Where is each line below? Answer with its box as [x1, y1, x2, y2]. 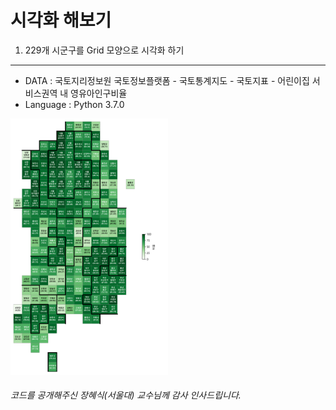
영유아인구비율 [70, 87, 128, 99]
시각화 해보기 [10, 9, 112, 32]
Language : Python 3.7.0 [24, 98, 125, 110]
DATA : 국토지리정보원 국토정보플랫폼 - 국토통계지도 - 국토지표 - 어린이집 [24, 74, 310, 86]
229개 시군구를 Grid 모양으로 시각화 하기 [24, 44, 185, 56]
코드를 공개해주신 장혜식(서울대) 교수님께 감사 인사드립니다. [10, 389, 242, 401]
